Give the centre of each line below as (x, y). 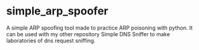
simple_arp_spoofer (57, 11)
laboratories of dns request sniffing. (51, 40)
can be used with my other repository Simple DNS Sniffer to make (88, 34)
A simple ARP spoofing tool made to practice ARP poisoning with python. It (99, 28)
